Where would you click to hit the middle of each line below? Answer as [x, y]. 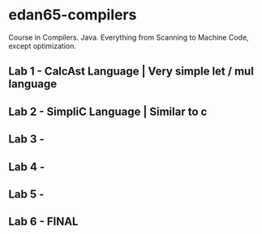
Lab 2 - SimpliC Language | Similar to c [108, 111]
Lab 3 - [26, 139]
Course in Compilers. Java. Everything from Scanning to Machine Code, [129, 37]
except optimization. [43, 45]
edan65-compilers [73, 15]
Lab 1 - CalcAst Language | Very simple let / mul [131, 72]
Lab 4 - [27, 166]
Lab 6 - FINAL [43, 221]
